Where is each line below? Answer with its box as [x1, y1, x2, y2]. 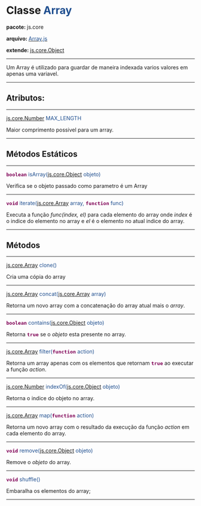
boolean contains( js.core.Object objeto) [6, 319, 105, 327]
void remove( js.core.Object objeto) [6, 447, 93, 455]
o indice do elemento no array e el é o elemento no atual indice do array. [6, 217, 185, 224]
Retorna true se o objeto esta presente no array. [6, 331, 126, 338]
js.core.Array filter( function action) [6, 348, 95, 355]
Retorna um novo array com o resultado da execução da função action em [6, 423, 190, 431]
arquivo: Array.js [6, 35, 48, 42]
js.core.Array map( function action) [6, 412, 95, 419]
